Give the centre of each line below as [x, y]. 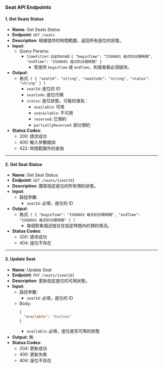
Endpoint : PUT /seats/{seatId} [43, 275]
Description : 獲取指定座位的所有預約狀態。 [55, 186]
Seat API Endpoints [28, 7]
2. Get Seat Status [24, 164]
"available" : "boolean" [48, 317]
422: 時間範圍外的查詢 [41, 148]
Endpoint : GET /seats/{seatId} [43, 180]
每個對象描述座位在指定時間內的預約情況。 [69, 226]
